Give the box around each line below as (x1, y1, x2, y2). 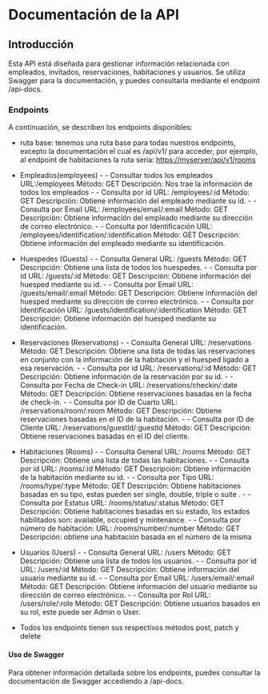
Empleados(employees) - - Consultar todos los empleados (19, 171, 214, 180)
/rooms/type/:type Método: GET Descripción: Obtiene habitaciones (19, 481, 242, 490)
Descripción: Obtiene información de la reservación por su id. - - (19, 372, 234, 381)
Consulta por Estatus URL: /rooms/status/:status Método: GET (19, 498, 225, 508)
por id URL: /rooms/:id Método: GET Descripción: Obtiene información (19, 464, 251, 474)
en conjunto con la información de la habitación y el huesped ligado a (19, 355, 250, 365)
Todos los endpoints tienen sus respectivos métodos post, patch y (19, 623, 239, 632)
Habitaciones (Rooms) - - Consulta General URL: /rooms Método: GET (19, 447, 251, 457)
